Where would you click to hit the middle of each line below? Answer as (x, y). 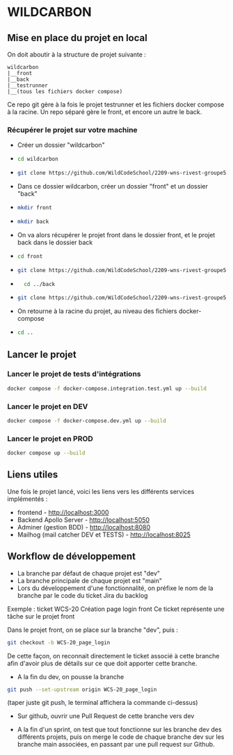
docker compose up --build (46, 453)
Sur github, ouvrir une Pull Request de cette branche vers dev (106, 716)
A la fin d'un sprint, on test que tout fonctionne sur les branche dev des (119, 730)
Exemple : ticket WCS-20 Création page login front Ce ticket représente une (116, 609)
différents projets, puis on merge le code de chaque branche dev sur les (121, 737)
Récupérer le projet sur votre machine (72, 129)
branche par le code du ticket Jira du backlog (82, 595)
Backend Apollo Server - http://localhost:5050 (83, 520)
